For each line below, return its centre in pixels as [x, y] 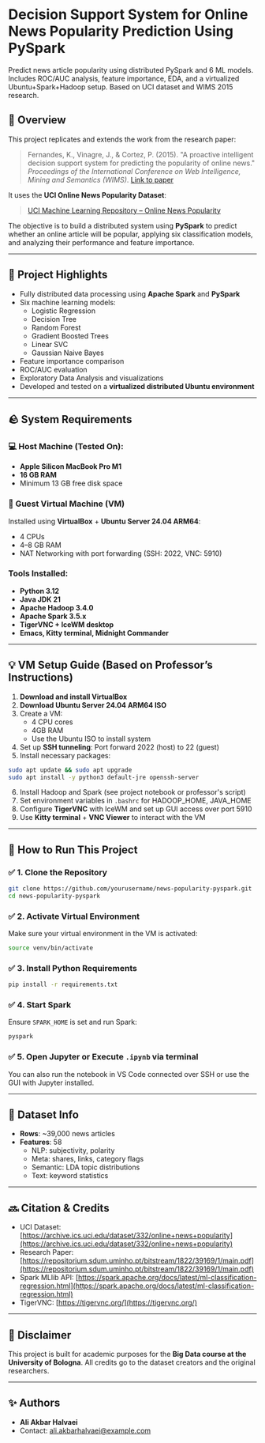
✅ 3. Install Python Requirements [73, 968]
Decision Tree [54, 319]
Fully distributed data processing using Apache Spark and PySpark [130, 293]
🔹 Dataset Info [43, 1115]
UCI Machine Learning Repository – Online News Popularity [124, 210]
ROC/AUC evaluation [54, 369]
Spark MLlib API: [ [49, 1278]
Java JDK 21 [40, 599]
